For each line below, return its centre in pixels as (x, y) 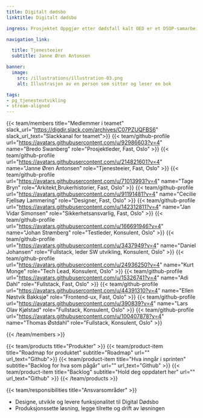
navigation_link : (28, 39)
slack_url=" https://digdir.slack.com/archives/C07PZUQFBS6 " (82, 130)
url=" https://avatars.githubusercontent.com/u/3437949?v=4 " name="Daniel (101, 245)
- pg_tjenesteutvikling (36, 101)
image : (20, 73)
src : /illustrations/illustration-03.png (70, 78)
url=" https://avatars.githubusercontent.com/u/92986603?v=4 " (84, 142)
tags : (13, 95)
